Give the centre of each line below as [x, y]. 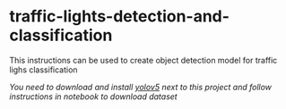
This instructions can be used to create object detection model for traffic [143, 60]
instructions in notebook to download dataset [93, 96]
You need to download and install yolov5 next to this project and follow [140, 87]
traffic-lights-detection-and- [120, 17]
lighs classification [43, 70]
